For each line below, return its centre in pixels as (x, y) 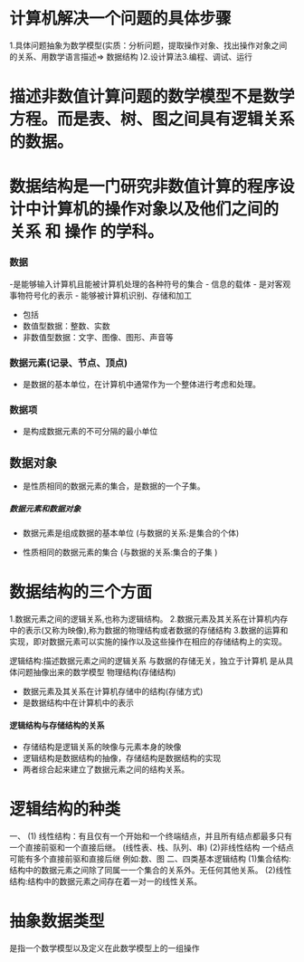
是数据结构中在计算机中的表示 (78, 702)
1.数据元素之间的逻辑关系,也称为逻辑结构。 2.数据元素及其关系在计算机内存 (149, 619)
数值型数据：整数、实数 (66, 326)
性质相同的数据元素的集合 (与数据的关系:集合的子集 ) (120, 552)
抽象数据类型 (57, 922)
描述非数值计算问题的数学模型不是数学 (152, 97)
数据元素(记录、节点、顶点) (69, 363)
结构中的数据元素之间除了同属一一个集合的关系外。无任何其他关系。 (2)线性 (151, 871)
